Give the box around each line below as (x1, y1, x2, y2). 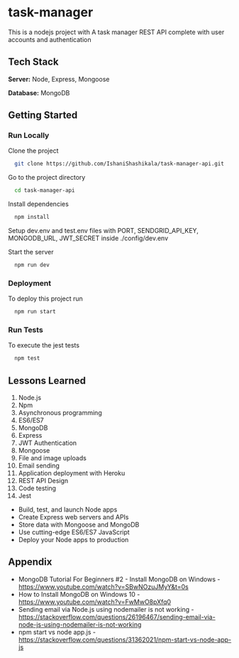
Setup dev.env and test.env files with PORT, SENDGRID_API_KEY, (8, 227, 199, 235)
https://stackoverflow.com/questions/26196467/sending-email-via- (18, 613, 216, 621)
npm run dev (14, 261, 50, 269)
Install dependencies (8, 200, 70, 208)
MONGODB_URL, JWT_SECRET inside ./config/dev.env (8, 234, 169, 242)
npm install (14, 214, 50, 221)
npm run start (14, 308, 56, 315)
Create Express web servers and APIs (18, 513, 129, 522)
